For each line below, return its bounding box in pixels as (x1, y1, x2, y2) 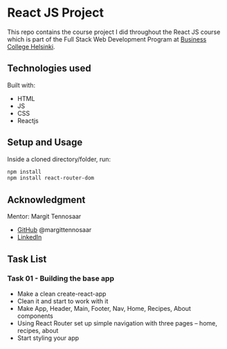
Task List (7, 253, 47, 265)
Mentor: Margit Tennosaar (7, 213, 82, 221)
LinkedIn (17, 233, 42, 242)
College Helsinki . (7, 42, 55, 51)
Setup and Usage (7, 136, 83, 148)
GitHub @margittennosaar (17, 226, 92, 234)
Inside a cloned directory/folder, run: (7, 154, 111, 163)
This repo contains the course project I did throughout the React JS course (7, 28, 221, 36)
